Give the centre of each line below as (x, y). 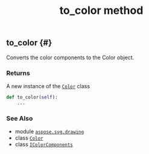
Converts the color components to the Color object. (70, 57)
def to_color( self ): (32, 97)
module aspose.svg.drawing (49, 131)
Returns (18, 73)
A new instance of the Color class (48, 86)
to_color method (101, 11)
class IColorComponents (44, 144)
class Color (29, 138)
